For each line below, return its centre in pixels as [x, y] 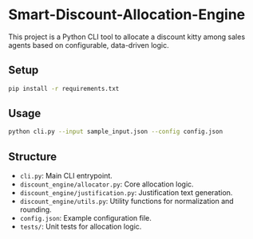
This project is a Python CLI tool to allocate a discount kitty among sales [127, 37]
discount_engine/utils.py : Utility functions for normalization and [126, 202]
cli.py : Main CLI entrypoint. [66, 176]
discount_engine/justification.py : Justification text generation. [126, 193]
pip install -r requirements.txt [64, 88]
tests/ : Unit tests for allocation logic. [81, 227]
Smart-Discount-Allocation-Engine [127, 15]
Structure [33, 157]
